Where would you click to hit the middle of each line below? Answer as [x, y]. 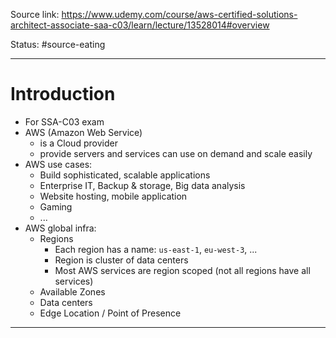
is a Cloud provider [78, 143]
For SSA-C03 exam [64, 121]
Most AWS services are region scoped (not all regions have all [182, 270]
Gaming [56, 206]
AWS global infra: [60, 228]
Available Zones [72, 291]
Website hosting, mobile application [113, 196]
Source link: [35, 14]
